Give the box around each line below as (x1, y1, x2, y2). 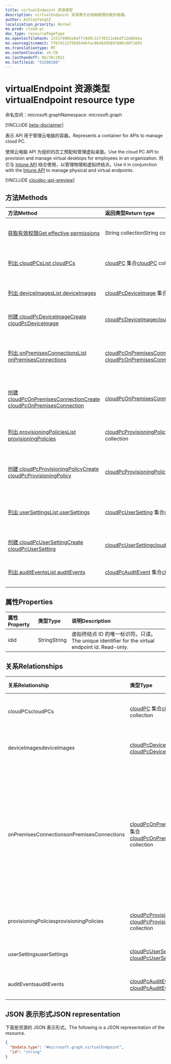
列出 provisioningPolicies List (8, 429, 76, 435)
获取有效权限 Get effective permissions (8, 230, 100, 237)
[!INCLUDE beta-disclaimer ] (5, 122, 64, 128)
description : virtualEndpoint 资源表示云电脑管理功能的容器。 (5, 12, 128, 17)
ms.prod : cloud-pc (5, 27, 44, 32)
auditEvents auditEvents (8, 980, 64, 988)
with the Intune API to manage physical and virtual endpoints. (5, 167, 134, 173)
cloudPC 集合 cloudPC (105, 259, 158, 267)
